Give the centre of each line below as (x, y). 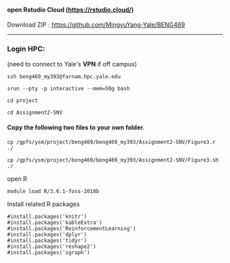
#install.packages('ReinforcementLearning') (72, 228)
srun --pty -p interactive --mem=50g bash (68, 88)
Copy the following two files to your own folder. (76, 127)
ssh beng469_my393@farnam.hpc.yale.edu (64, 76)
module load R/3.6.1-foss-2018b (53, 191)
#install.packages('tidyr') (47, 240)
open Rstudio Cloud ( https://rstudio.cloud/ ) (71, 10)
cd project (23, 100)
